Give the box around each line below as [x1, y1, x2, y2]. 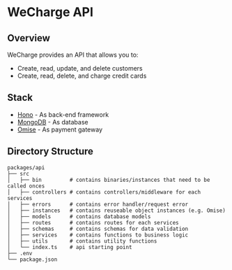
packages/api [7, 164, 45, 171]
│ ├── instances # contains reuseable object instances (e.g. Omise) [7, 207, 226, 214]
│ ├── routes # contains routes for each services [7, 219, 179, 226]
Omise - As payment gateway [17, 125, 103, 134]
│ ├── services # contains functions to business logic [7, 232, 189, 239]
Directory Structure [7, 145, 94, 157]
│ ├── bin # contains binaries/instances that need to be [7, 176, 210, 183]
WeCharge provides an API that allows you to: [7, 50, 139, 59]
